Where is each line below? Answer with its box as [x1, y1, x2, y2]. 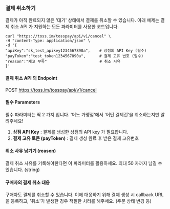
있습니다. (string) [5, 166, 40, 173]
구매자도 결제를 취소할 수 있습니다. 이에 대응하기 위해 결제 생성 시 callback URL [5, 192, 164, 198]
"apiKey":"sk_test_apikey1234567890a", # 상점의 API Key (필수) [5, 48, 147, 53]
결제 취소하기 [5, 4, 36, 11]
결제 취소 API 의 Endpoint [5, 75, 58, 81]
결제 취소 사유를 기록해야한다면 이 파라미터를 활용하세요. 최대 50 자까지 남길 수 [5, 160, 162, 166]
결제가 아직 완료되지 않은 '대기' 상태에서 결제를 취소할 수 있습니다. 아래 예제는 [5, 17, 160, 24]
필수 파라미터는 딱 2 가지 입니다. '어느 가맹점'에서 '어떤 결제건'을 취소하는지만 [5, 111, 160, 117]
